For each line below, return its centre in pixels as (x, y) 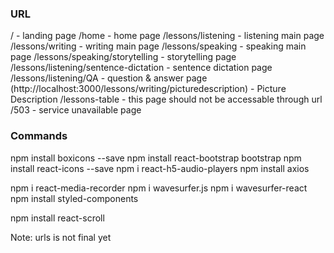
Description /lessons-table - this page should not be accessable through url (166, 99)
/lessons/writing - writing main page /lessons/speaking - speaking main (158, 46)
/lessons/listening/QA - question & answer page (109, 78)
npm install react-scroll (57, 218)
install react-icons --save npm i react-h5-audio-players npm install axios (160, 168)
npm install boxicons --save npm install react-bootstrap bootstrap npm (156, 158)
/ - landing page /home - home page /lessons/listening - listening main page (167, 36)
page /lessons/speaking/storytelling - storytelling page (123, 57)
